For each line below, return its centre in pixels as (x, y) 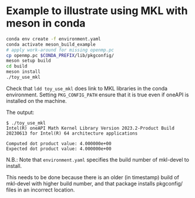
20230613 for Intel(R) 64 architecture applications (72, 133)
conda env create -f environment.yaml (53, 39)
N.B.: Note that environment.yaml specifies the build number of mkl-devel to (98, 159)
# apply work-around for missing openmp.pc (60, 50)
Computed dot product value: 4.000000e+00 (59, 143)
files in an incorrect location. (41, 190)
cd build (17, 66)
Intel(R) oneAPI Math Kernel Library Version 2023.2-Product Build (90, 128)
